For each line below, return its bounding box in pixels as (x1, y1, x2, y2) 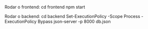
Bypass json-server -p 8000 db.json (38, 19, 111, 24)
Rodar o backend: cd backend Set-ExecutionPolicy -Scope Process (4, 14, 140, 19)
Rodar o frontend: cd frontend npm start (4, 4, 85, 10)
